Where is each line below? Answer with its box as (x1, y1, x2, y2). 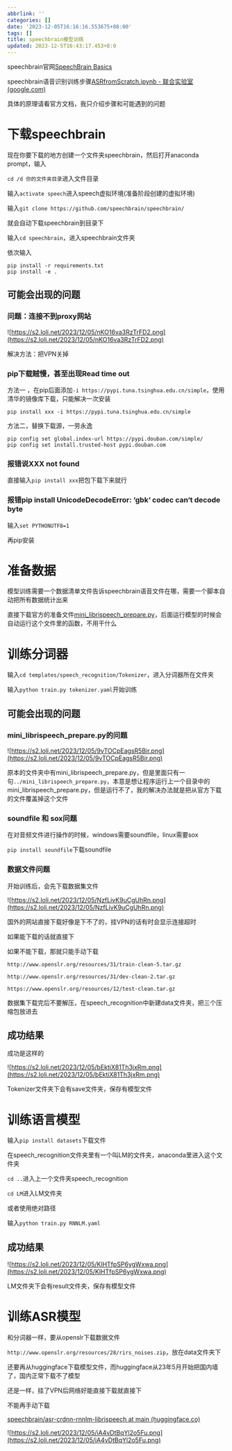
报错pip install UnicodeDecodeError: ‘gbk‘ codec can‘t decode (7, 495, 221, 505)
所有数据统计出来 (19, 596, 68, 604)
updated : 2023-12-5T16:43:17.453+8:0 (7, 42, 117, 49)
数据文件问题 (7, 865, 51, 874)
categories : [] (7, 17, 51, 24)
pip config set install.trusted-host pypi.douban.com (7, 441, 167, 448)
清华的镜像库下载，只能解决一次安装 (7, 394, 111, 402)
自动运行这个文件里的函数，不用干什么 (7, 619, 117, 627)
